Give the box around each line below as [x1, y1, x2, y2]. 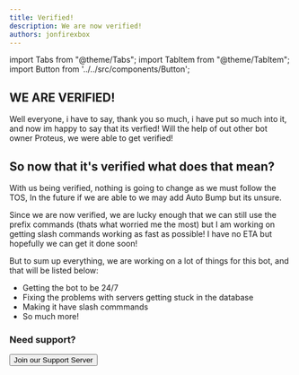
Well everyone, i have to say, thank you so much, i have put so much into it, [9, 114, 287, 125]
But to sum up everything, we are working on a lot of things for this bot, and [9, 256, 289, 266]
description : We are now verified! [9, 22, 143, 31]
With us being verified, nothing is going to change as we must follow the [9, 183, 277, 193]
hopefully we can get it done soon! [9, 239, 138, 249]
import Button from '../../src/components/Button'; [9, 64, 190, 74]
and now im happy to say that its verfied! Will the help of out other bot [9, 123, 268, 135]
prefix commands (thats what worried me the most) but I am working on [9, 219, 276, 230]
